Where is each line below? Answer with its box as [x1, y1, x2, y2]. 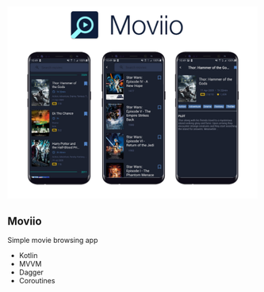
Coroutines [18, 276, 55, 286]
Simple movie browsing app [7, 236, 98, 245]
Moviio [7, 214, 42, 228]
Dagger [18, 267, 44, 277]
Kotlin [18, 251, 38, 260]
